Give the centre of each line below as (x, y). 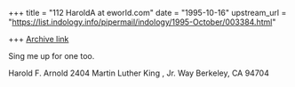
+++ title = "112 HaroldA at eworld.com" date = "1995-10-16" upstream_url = (147, 13)
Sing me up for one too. (52, 56)
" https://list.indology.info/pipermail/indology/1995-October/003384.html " (142, 22)
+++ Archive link (39, 39)
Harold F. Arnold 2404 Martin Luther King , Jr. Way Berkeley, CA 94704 (139, 73)
